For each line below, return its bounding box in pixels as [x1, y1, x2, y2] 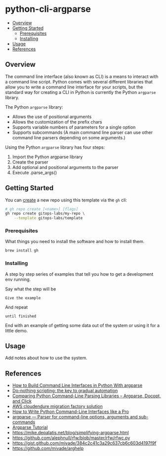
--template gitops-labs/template [14, 216, 83, 221]
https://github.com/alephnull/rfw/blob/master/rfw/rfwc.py [12, 435, 130, 441]
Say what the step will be [5, 286, 56, 292]
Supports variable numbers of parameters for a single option [12, 124, 136, 130]
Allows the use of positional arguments [12, 114, 92, 120]
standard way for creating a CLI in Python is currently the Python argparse [5, 89, 156, 95]
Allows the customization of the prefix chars [12, 119, 102, 124]
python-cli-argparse [5, 3, 91, 15]
